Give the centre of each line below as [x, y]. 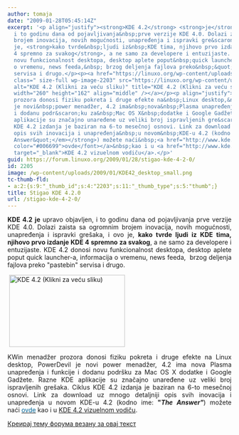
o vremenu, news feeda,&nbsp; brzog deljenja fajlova [95, 67]
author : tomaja [30, 14]
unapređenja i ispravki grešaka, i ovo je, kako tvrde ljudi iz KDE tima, [119, 235]
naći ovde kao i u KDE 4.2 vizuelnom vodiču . [73, 410]
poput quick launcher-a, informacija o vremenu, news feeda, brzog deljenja [119, 258]
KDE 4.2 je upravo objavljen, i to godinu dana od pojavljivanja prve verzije [120, 220]
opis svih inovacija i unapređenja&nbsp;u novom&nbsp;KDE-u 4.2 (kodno [122, 133]
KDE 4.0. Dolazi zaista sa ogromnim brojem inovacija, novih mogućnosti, [119, 227]
